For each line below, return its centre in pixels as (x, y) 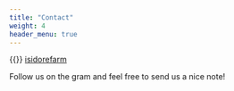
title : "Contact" (42, 17)
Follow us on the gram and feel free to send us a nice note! (117, 77)
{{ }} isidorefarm (38, 60)
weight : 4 (28, 26)
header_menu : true (43, 34)
